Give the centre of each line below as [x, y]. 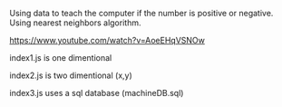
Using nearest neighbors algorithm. [75, 23]
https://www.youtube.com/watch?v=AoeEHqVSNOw [107, 40]
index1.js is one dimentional [61, 58]
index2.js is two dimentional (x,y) [71, 75]
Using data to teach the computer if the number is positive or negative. [141, 13]
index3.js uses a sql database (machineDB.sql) [97, 93]
